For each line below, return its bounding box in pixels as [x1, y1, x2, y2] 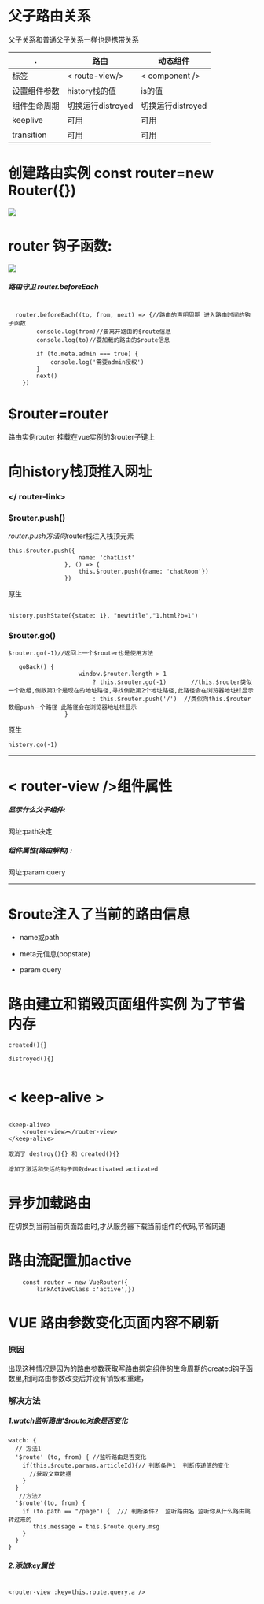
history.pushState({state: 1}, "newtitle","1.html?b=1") [8, 612, 199, 620]
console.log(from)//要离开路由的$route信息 [36, 328, 171, 336]
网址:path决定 [8, 826, 53, 836]
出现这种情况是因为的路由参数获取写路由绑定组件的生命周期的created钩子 [8, 1364, 247, 1373]
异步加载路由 [8, 1194, 92, 1212]
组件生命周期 [12, 100, 60, 111]
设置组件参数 [12, 85, 60, 96]
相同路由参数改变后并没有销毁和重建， [24, 1373, 148, 1383]
